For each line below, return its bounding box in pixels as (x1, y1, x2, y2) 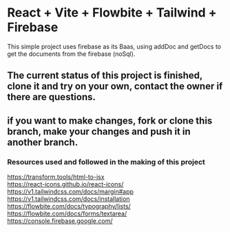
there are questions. (7, 91, 96, 103)
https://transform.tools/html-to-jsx (7, 173, 105, 181)
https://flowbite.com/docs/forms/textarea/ (7, 209, 127, 218)
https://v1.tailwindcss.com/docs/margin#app (7, 188, 134, 196)
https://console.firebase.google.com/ (7, 217, 113, 225)
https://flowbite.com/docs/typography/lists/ (7, 202, 131, 211)
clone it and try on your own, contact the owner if (7, 81, 223, 93)
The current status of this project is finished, (7, 70, 203, 81)
